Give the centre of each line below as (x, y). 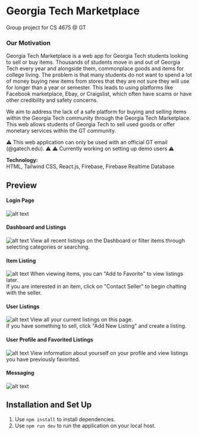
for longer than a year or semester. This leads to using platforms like (90, 88)
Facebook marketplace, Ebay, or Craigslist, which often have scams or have (99, 94)
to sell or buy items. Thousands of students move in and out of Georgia (93, 62)
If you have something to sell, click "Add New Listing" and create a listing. (96, 326)
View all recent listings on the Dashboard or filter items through (108, 241)
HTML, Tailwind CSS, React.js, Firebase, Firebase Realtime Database (90, 167)
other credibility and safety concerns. (52, 100)
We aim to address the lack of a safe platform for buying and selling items (96, 112)
